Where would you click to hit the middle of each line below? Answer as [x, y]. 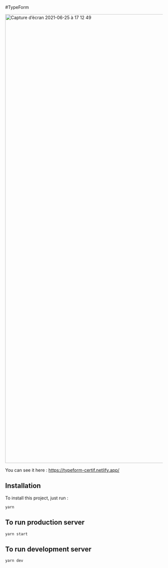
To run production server [45, 522]
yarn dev [14, 561]
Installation [23, 486]
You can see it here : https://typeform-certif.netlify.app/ [62, 470]
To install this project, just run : [37, 498]
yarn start [16, 534]
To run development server [48, 549]
